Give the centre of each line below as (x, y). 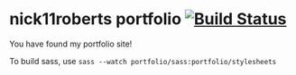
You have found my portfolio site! (71, 44)
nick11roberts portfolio (96, 19)
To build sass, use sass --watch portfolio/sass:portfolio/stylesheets (143, 61)
